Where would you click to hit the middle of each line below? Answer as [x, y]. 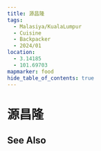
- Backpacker [32, 39]
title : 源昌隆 [26, 14]
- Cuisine [27, 33]
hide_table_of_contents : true [51, 78]
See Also [27, 140]
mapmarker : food [30, 71]
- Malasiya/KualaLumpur [47, 26]
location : [21, 53]
